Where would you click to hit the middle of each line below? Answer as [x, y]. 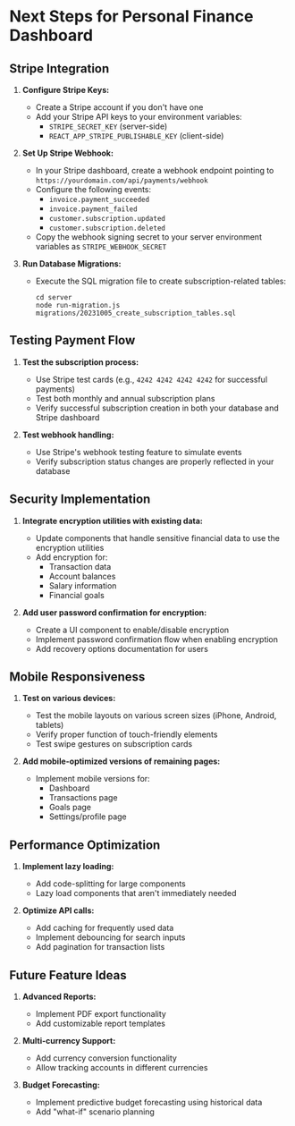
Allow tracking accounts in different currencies [122, 1068]
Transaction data [80, 566]
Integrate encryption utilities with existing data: [113, 521]
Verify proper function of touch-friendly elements [126, 734]
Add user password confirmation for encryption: [114, 612]
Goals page [70, 808]
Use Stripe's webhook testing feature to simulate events [139, 452]
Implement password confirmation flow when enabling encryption [157, 639]
